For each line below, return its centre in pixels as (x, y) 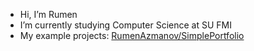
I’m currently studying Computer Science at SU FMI (125, 25)
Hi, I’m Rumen (48, 14)
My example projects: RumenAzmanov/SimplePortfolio (132, 35)
